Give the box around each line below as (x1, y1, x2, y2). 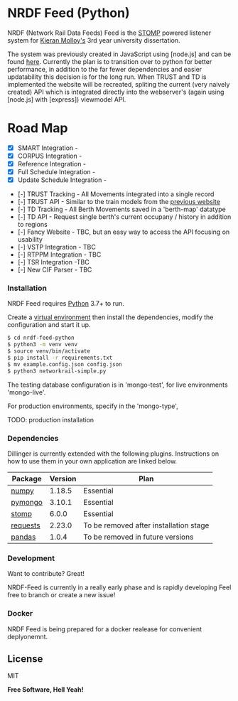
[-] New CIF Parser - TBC (17, 265, 92, 274)
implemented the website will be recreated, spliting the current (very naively (7, 80, 230, 88)
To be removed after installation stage (83, 520, 210, 530)
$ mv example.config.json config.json (7, 360, 122, 368)
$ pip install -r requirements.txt (7, 354, 113, 362)
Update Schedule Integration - (17, 176, 107, 184)
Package (11, 474, 43, 484)
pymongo (11, 498, 43, 508)
